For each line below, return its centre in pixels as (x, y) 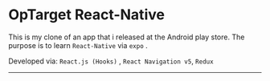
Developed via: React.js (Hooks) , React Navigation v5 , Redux (111, 61)
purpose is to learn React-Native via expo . (78, 45)
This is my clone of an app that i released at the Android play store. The (127, 37)
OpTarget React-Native (86, 15)
